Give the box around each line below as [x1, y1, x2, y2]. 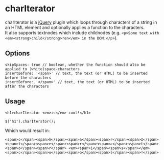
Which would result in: [5, 128, 50, 133]
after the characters [5, 84, 49, 89]
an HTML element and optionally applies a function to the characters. [5, 24, 145, 30]
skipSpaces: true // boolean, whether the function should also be [5, 62, 146, 67]
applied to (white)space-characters [5, 66, 80, 71]
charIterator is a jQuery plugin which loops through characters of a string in [5, 19, 157, 25]
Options [5, 49, 30, 58]
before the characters [5, 75, 51, 80]
